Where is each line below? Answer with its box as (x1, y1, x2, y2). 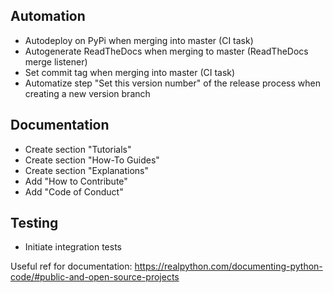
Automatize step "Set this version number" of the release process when (24, 77, 322, 89)
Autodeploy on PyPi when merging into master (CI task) (24, 34, 254, 46)
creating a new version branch (24, 87, 151, 99)
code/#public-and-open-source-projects (10, 271, 180, 283)
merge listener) (24, 55, 88, 68)
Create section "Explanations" (24, 164, 149, 176)
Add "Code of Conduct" (24, 185, 124, 198)
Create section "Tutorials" (24, 143, 132, 155)
